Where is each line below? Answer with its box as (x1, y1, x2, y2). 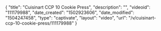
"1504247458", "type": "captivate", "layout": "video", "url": (5, 15, 127, 20)
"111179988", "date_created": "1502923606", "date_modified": (5, 9, 135, 15)
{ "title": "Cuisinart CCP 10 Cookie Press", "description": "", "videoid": (5, 4, 151, 10)
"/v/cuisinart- (128, 15, 156, 20)
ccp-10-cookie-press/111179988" (5, 20, 74, 26)
